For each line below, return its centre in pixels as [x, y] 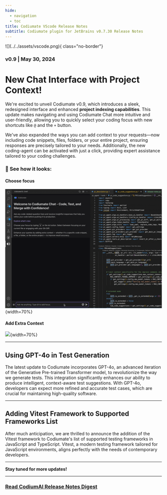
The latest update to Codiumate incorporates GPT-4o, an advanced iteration [83, 367]
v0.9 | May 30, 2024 [30, 59]
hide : [11, 10]
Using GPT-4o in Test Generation [57, 355]
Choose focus [20, 181]
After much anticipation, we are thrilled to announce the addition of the [78, 433]
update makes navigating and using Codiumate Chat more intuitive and [78, 114]
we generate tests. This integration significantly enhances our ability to [78, 378]
